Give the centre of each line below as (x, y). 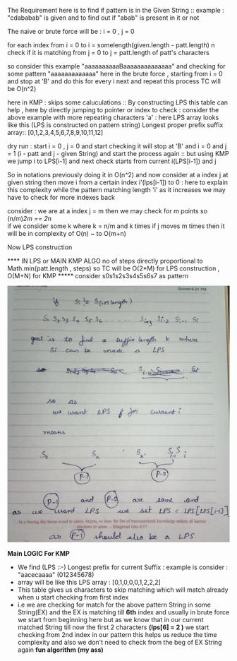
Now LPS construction (40, 247)
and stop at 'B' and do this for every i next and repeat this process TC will (114, 81)
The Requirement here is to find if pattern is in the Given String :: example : (116, 10)
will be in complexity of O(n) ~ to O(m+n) (67, 233)
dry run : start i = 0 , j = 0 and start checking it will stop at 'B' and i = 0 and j (117, 146)
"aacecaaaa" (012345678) (56, 575)
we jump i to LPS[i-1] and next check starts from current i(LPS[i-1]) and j (112, 161)
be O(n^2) (22, 89)
